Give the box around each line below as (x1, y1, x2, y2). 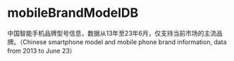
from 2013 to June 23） (7, 46, 76, 55)
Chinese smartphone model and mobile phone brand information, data (22, 37, 227, 46)
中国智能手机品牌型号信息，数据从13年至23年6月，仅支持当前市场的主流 (7, 29, 217, 37)
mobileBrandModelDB (7, 5, 139, 21)
